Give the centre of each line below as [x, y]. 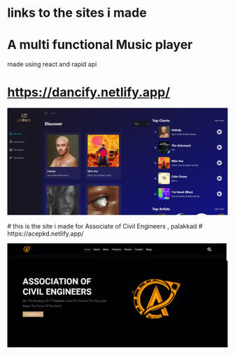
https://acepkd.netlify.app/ [45, 234]
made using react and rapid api [52, 64]
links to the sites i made [77, 13]
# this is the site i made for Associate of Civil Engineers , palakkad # [105, 226]
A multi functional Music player [100, 45]
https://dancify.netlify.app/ [89, 93]
